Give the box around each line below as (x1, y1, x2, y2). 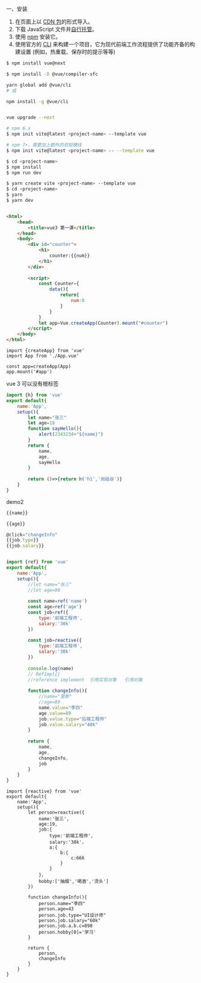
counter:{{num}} (49, 253, 90, 259)
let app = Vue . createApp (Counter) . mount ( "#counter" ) (38, 320, 169, 326)
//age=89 (38, 699, 61, 705)
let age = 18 (28, 420, 55, 426)
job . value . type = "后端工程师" (38, 716, 107, 722)
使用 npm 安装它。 (14, 33, 61, 40)
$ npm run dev (6, 169, 42, 176)
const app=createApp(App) (6, 363, 71, 369)
